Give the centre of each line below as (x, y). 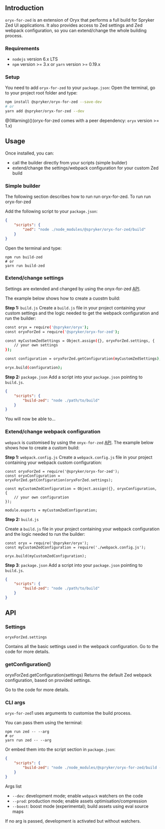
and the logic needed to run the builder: (45, 534)
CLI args (15, 702)
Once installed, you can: (29, 153)
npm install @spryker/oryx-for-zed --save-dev (54, 102)
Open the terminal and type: (33, 248)
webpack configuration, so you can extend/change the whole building (76, 30)
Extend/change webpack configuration (53, 431)
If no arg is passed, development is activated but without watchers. (73, 821)
